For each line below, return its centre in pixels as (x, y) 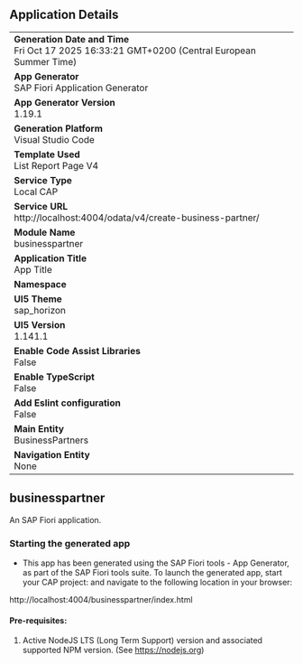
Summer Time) (46, 61)
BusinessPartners (51, 440)
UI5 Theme (38, 299)
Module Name (45, 232)
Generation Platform (59, 128)
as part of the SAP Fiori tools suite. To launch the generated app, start (152, 572)
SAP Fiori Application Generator (81, 88)
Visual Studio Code (54, 139)
